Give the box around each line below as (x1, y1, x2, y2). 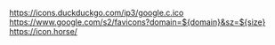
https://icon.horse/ (9, 26, 78, 36)
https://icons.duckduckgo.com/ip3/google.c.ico (9, 8, 184, 18)
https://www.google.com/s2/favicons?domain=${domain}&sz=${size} (9, 17, 266, 27)
